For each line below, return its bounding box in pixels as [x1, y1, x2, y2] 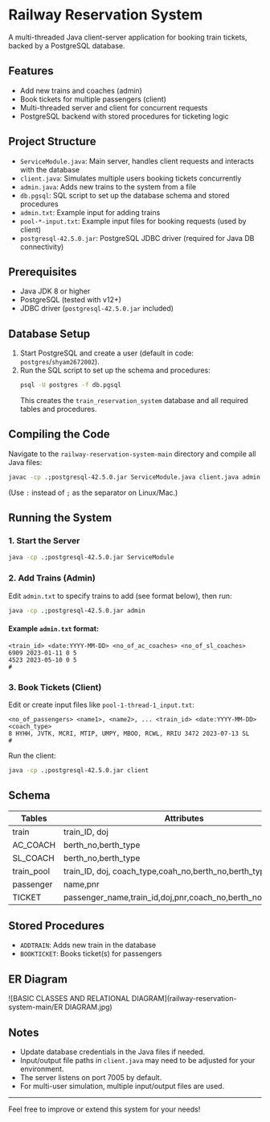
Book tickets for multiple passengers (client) [19, 94, 167, 104]
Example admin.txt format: [8, 624, 99, 634]
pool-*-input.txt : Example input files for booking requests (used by [19, 216, 247, 226]
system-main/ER [8, 1002, 63, 1012]
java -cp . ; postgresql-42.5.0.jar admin [8, 606, 146, 614]
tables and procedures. [19, 405, 98, 414]
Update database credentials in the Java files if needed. [19, 1047, 206, 1057]
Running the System [8, 511, 112, 525]
